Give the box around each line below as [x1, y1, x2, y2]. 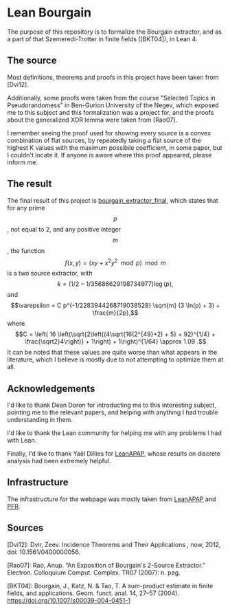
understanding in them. [7, 416, 73, 424]
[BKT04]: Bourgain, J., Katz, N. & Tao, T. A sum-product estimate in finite [7, 581, 214, 590]
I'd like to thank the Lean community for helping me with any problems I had [7, 429, 222, 437]
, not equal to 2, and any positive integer [7, 225, 122, 233]
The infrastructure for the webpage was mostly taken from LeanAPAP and [7, 495, 216, 503]
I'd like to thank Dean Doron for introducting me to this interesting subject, [7, 401, 216, 410]
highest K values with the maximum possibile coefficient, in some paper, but [7, 143, 222, 152]
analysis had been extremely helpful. [7, 457, 111, 465]
